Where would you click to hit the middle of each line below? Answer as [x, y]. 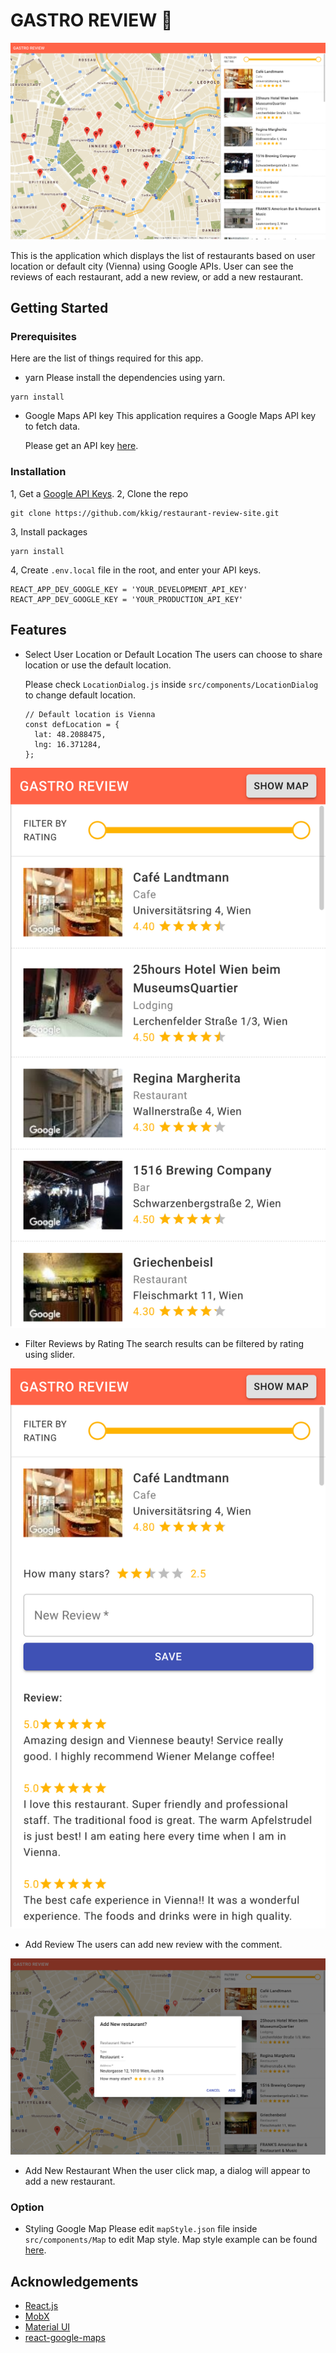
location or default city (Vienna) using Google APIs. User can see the [152, 266]
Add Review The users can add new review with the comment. [153, 1944]
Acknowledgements [74, 2281]
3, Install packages [49, 531]
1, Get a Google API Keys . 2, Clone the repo [99, 493]
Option [27, 2207]
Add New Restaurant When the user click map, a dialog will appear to [167, 2171]
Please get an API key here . [81, 446]
